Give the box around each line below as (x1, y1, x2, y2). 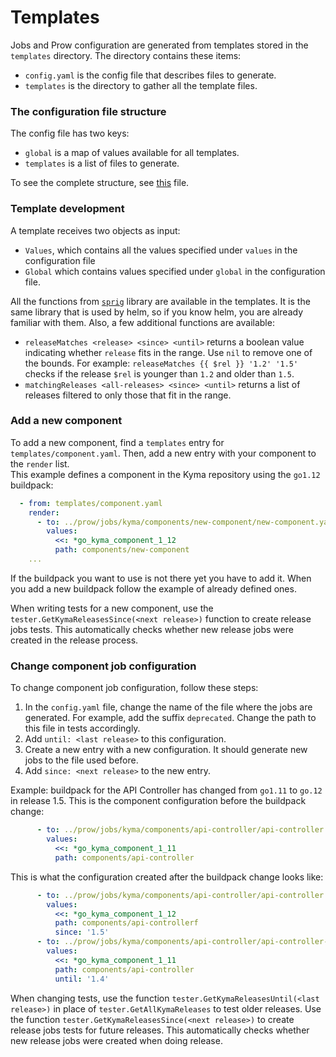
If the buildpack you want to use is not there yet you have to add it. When (10, 572, 312, 584)
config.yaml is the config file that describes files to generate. (24, 69, 277, 81)
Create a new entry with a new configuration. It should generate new (24, 744, 308, 756)
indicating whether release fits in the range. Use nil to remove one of (24, 346, 313, 358)
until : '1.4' (54, 974, 110, 984)
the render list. (10, 457, 70, 470)
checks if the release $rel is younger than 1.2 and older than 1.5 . (24, 367, 295, 380)
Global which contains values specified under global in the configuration (24, 265, 326, 277)
